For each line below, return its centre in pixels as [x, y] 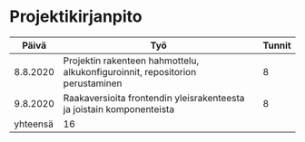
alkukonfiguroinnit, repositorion [130, 71]
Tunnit [277, 45]
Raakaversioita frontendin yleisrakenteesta [154, 98]
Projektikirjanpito [76, 17]
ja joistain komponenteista [119, 109]
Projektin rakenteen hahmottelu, [131, 61]
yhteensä [34, 124]
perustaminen [93, 83]
